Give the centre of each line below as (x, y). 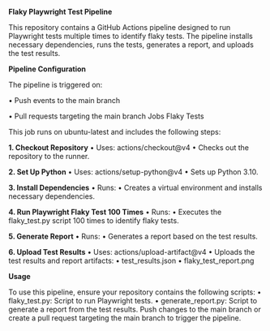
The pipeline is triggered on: (56, 85)
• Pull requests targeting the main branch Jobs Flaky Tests (106, 116)
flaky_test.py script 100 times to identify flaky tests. (94, 221)
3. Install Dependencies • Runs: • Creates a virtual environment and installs (135, 187)
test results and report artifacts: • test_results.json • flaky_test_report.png (131, 260)
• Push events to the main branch (64, 100)
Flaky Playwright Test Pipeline (60, 12)
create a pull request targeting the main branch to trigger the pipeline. (125, 318)
